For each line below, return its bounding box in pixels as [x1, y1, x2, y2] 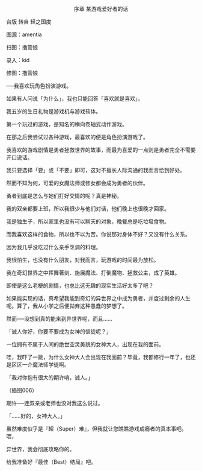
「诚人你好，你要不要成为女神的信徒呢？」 [6, 328, 112, 335]
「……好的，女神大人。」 [6, 413, 66, 419]
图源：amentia [6, 31, 42, 38]
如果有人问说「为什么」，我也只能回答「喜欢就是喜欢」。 [6, 95, 143, 102]
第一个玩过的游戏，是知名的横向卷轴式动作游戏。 [6, 121, 127, 128]
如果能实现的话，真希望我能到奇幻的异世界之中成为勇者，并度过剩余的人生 [6, 295, 191, 302]
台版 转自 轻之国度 [6, 18, 52, 25]
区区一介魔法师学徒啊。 [11, 361, 70, 368]
